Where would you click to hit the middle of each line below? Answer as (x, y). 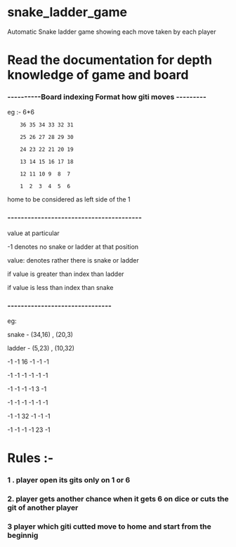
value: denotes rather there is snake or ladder (73, 260)
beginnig (23, 535)
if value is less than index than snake (60, 287)
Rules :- (31, 458)
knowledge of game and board (98, 75)
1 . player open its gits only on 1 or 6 (69, 480)
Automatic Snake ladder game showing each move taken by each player (112, 32)
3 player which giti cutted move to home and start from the (110, 526)
